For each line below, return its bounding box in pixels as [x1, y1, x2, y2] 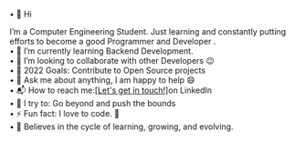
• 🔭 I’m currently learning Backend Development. [9, 45, 194, 56]
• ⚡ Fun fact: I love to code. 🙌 [9, 108, 121, 118]
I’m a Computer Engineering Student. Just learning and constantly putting [9, 26, 287, 36]
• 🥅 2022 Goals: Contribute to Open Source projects [9, 65, 206, 76]
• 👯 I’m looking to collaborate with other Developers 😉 [9, 55, 215, 65]
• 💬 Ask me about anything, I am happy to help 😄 [9, 75, 195, 86]
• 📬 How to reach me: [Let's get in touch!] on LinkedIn [9, 85, 213, 96]
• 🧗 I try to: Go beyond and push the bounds [9, 98, 176, 108]
